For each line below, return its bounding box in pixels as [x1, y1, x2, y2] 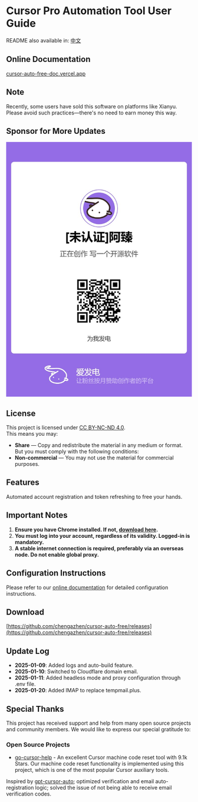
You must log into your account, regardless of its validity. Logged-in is [14, 532, 190, 539]
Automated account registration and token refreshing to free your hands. [6, 493, 183, 500]
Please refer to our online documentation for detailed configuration [6, 584, 169, 591]
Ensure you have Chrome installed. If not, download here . [14, 526, 159, 533]
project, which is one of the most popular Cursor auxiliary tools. [14, 767, 169, 774]
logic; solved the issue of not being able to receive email [35, 784, 172, 791]
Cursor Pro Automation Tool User [6, 4, 172, 18]
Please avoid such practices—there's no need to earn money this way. [6, 109, 177, 116]
